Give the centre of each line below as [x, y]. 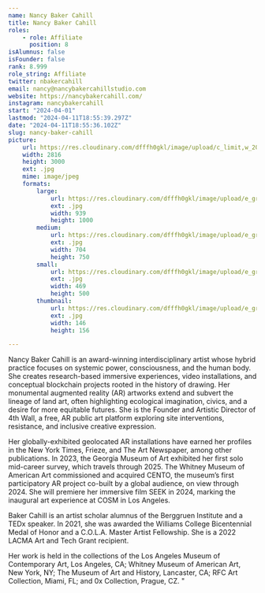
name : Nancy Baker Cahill [50, 15]
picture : [22, 140]
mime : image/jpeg [51, 177]
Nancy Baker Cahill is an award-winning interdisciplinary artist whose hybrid [132, 360]
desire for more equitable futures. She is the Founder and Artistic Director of [132, 410]
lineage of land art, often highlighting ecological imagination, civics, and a [128, 402]
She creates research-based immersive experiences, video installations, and [132, 376]
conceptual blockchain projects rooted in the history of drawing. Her [119, 385]
